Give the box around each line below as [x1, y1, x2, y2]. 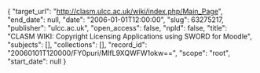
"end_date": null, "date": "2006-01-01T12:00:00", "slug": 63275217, [7, 15, 225, 24]
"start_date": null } [7, 57, 67, 66]
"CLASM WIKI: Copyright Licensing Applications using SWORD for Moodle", [7, 31, 252, 41]
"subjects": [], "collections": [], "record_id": [7, 40, 148, 49]
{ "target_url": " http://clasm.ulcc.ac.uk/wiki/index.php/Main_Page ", [7, 7, 223, 16]
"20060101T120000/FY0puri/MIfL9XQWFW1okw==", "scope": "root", [7, 49, 231, 57]
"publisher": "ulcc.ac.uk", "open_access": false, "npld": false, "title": [7, 24, 228, 32]
